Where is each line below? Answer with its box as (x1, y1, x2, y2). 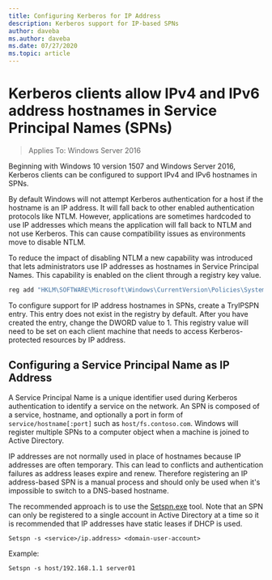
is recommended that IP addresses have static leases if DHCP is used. (8, 518, 243, 528)
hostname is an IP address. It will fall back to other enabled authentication (8, 203, 255, 212)
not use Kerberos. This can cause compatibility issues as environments (8, 228, 246, 238)
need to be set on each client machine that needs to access (8, 326, 208, 336)
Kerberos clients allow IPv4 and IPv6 (8, 84, 261, 103)
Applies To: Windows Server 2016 (28, 145, 142, 155)
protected (8, 335, 41, 344)
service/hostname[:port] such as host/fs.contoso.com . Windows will (8, 418, 239, 428)
